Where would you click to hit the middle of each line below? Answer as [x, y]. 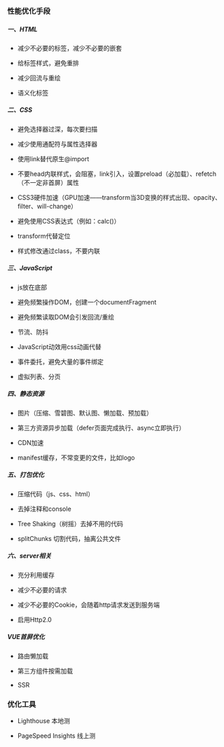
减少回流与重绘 [39, 78]
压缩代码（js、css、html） [56, 494]
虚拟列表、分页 [39, 376]
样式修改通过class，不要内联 [58, 251]
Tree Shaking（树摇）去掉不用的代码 [70, 523]
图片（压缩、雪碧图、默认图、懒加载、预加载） [85, 413]
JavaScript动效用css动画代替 [59, 347]
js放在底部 [32, 287]
